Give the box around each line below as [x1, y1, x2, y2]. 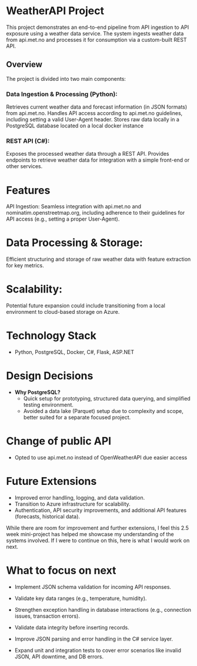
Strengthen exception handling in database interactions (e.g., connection [14, 606, 192, 613]
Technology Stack [6, 329, 97, 343]
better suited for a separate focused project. [23, 414, 131, 421]
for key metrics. [6, 262, 44, 269]
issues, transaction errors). [14, 612, 81, 619]
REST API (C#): [6, 137, 50, 145]
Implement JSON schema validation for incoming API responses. [14, 583, 172, 590]
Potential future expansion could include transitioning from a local [6, 302, 166, 309]
